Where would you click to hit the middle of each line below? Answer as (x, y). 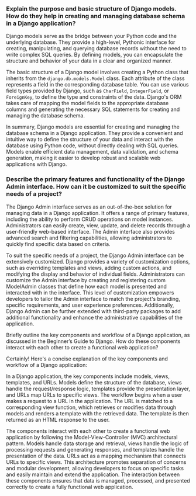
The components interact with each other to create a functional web (88, 431)
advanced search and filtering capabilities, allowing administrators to (89, 238)
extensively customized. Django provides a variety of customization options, (98, 261)
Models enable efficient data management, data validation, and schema (92, 152)
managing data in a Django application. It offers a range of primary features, (97, 213)
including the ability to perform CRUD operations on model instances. (90, 219)
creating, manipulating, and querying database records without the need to (97, 48)
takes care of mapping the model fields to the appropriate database (87, 103)
